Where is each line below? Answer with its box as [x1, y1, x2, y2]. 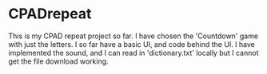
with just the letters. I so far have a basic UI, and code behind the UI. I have [8, 39, 256, 49]
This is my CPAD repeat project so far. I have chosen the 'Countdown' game [8, 31, 258, 41]
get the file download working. [8, 56, 110, 66]
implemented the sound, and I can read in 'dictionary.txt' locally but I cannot [8, 48, 259, 57]
